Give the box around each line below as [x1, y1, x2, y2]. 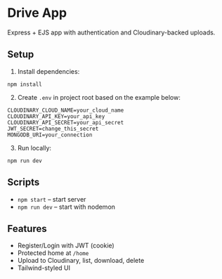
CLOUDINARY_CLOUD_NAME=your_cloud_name [7, 107, 124, 114]
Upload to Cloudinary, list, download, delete [17, 257, 145, 265]
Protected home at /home [17, 249, 89, 257]
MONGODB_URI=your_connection [7, 131, 93, 138]
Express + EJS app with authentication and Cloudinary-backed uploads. [7, 28, 216, 37]
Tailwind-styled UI [17, 264, 71, 272]
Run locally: [17, 143, 51, 152]
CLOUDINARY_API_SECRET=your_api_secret [7, 119, 124, 126]
